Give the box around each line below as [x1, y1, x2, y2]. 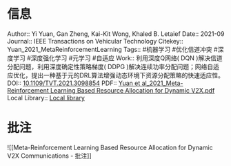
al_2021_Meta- [141, 79, 184, 87]
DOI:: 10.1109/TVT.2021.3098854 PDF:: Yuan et [7, 79, 141, 87]
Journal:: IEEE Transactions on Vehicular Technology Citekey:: [7, 37, 184, 45]
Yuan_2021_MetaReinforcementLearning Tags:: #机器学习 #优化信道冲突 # [7, 45, 219, 53]
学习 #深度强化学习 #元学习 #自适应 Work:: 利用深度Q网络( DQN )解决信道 [12, 53, 223, 62]
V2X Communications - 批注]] [7, 151, 92, 160]
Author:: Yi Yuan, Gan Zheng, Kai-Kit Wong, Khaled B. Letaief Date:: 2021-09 [7, 29, 225, 38]
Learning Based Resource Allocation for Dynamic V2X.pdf [50, 86, 215, 94]
